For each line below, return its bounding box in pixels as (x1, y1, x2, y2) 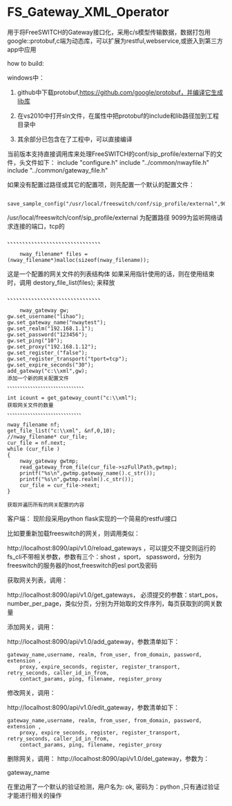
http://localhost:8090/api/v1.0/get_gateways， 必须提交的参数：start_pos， (7, 590, 222, 599)
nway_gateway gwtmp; (19, 457, 79, 464)
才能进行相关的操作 (7, 791, 62, 799)
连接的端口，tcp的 (12, 222, 66, 230)
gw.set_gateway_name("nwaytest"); (7, 319, 107, 326)
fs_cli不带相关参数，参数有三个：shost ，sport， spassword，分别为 (7, 552, 202, 561)
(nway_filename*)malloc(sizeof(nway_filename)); (7, 256, 150, 263)
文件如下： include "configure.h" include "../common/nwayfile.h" (25, 158, 209, 166)
